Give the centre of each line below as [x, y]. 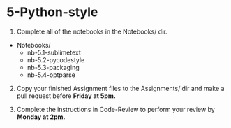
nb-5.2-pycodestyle [56, 59]
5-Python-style [52, 12]
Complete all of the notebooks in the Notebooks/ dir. [92, 31]
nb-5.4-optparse [51, 75]
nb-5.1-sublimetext [54, 52]
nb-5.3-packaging [53, 67]
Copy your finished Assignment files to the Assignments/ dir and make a [120, 88]
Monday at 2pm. [41, 117]
